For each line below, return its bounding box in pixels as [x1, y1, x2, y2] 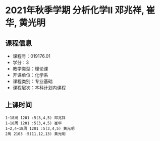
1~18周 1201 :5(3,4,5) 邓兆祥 [5, 115, 66, 120]
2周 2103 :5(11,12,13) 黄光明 [5, 131, 66, 136]
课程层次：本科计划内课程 [12, 85, 66, 91]
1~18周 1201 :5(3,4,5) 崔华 [5, 120, 62, 126]
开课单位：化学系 [12, 72, 48, 78]
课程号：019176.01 [12, 53, 50, 59]
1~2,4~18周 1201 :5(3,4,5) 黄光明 [5, 126, 75, 131]
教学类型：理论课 [12, 66, 48, 72]
